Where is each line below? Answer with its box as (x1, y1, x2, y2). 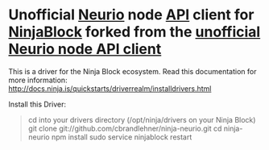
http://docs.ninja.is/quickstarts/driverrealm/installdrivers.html (8, 83, 212, 94)
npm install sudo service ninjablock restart (51, 131, 192, 142)
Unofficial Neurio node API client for (8, 6, 255, 24)
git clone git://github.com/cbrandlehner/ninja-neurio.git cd (27, 123, 222, 133)
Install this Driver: (8, 99, 67, 109)
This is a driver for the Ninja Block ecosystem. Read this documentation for (8, 66, 257, 76)
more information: (8, 75, 68, 85)
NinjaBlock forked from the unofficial (8, 23, 261, 41)
